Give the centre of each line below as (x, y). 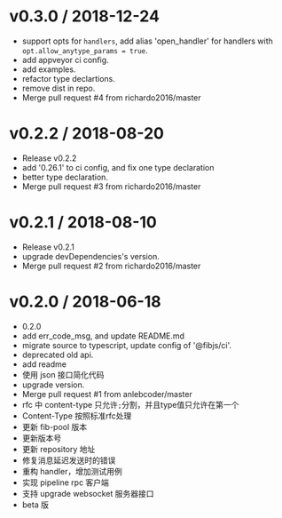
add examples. (49, 69)
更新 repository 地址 (59, 449)
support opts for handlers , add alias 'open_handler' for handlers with (147, 41)
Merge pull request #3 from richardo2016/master (111, 186)
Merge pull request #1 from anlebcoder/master (107, 394)
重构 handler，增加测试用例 (72, 471)
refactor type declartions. (68, 78)
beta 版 (35, 505)
